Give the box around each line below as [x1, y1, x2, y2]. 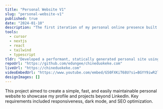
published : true [5, 16, 38, 21]
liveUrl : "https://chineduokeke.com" [5, 66, 81, 71]
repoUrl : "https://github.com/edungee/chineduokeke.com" [5, 61, 123, 66]
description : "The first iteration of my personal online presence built [5, 25, 158, 30]
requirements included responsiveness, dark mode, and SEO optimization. [5, 98, 153, 104]
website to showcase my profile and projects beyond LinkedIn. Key [5, 93, 139, 99]
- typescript [9, 52, 36, 57]
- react [9, 43, 25, 48]
